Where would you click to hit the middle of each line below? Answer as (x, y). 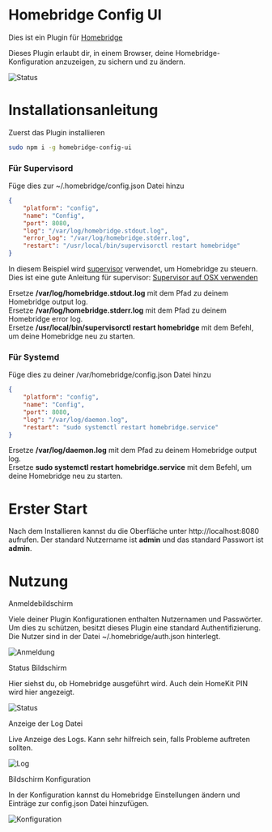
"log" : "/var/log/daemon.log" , (76, 420)
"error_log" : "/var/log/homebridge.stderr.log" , (106, 238)
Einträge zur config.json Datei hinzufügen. (79, 804)
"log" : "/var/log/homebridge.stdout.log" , (96, 231)
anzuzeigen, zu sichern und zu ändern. (121, 62)
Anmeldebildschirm (41, 604)
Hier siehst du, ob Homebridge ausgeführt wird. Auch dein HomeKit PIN (128, 684)
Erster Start (48, 509)
